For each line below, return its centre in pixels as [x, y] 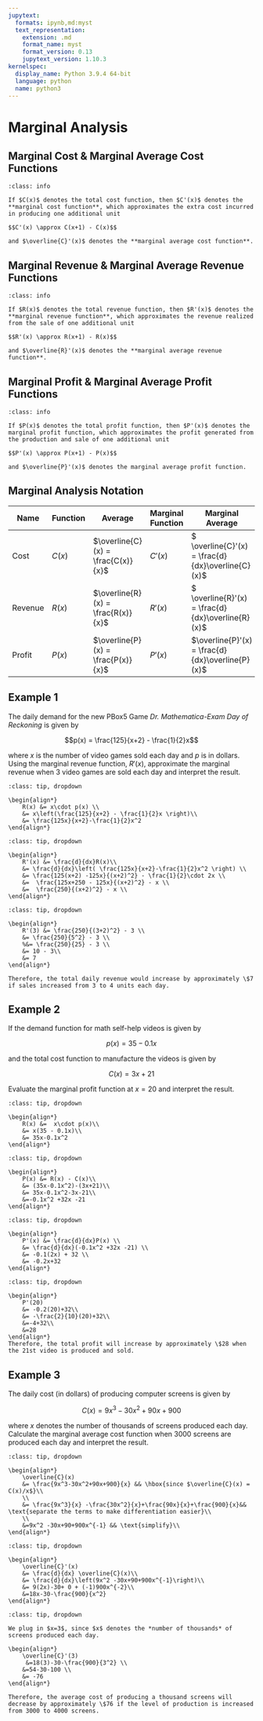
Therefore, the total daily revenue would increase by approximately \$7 [131, 978]
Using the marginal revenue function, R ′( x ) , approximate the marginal [119, 763]
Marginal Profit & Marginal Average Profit [110, 382]
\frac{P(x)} [113, 660]
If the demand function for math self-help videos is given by [105, 1029]
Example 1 [33, 698]
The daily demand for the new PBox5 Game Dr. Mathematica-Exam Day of [128, 716]
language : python [43, 81]
